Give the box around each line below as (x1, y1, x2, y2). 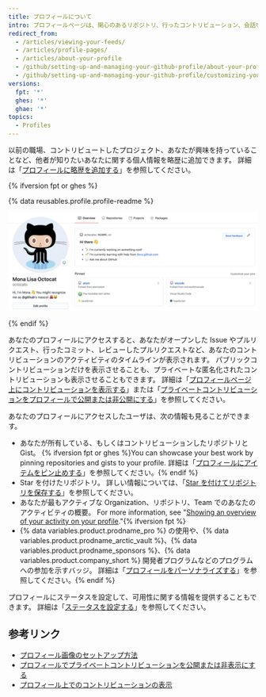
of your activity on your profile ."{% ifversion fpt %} (19, 516, 186, 526)
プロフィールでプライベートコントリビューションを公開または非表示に (19, 660, 249, 669)
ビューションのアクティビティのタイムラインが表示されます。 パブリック (14, 354, 251, 364)
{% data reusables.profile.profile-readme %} (8, 197, 154, 205)
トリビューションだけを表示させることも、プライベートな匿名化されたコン (14, 365, 258, 374)
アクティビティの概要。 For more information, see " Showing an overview (19, 507, 256, 517)
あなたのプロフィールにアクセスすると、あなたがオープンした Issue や (8, 335, 237, 344)
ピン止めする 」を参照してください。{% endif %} (40, 468, 199, 477)
